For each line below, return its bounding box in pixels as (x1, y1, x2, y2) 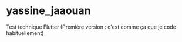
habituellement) (6, 29, 44, 36)
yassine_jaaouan (6, 4, 91, 17)
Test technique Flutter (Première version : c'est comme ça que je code (6, 23, 176, 30)
